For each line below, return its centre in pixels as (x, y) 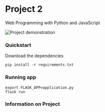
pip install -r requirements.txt (39, 65)
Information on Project (33, 104)
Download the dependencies (34, 56)
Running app (21, 77)
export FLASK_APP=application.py (39, 87)
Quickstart (18, 45)
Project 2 (24, 9)
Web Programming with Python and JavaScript (52, 23)
